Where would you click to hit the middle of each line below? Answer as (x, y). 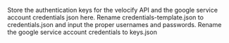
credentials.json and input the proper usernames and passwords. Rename (114, 25)
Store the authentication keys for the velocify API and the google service (113, 10)
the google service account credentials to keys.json (82, 32)
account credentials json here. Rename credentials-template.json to (106, 17)
